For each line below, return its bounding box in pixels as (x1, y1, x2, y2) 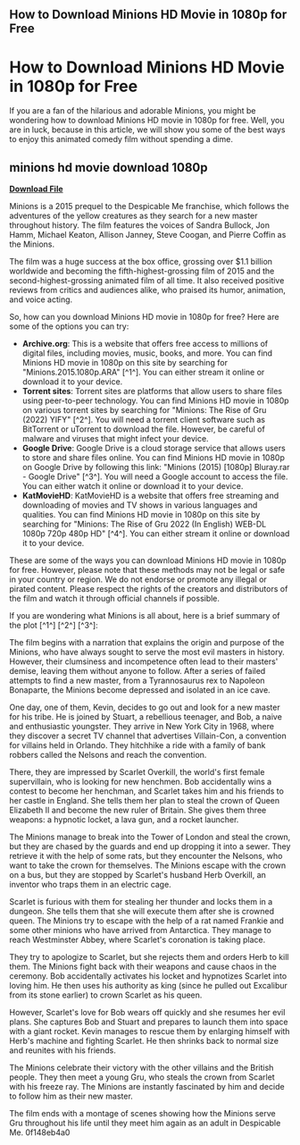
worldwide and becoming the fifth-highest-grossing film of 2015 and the (9, 265, 275, 276)
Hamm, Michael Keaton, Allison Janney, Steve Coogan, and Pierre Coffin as (9, 230, 287, 240)
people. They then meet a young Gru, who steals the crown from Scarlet (9, 1072, 275, 1082)
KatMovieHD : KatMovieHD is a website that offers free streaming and (21, 491, 279, 501)
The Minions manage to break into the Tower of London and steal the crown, (9, 831, 291, 843)
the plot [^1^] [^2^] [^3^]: (9, 620, 98, 631)
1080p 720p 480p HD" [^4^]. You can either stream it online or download (21, 528, 290, 539)
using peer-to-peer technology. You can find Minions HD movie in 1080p (21, 395, 289, 406)
